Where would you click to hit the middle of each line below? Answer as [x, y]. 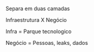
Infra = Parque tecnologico [39, 31]
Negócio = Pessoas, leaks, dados [47, 43]
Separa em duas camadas [38, 9]
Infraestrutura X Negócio [36, 20]
